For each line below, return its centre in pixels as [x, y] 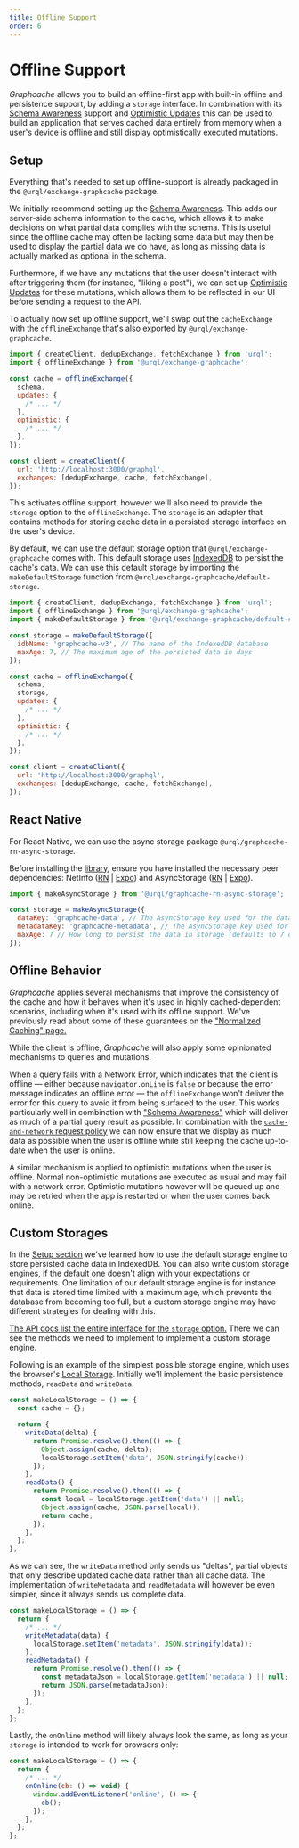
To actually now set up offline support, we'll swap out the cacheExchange [141, 319]
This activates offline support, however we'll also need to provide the [136, 503]
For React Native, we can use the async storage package [114, 841]
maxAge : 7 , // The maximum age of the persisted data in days [135, 652]
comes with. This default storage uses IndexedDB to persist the [167, 558]
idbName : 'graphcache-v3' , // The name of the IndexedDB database [143, 644]
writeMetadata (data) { [67, 1635]
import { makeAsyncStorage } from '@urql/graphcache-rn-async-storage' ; [147, 894]
